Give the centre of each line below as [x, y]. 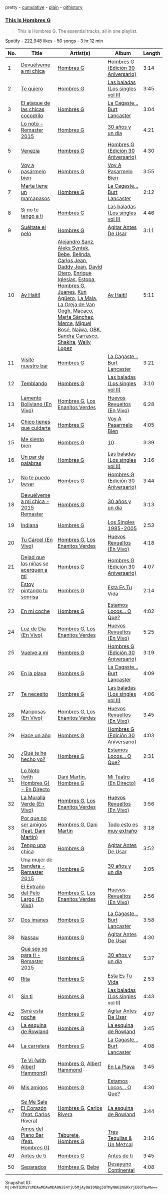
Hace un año [36, 736]
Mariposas [33, 712]
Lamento [31, 398]
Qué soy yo [34, 949]
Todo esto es [123, 825]
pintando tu [34, 591]
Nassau [30, 938]
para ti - [31, 955]
